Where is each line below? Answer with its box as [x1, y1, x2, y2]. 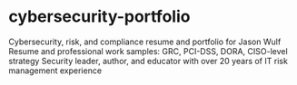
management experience [8, 65, 102, 76]
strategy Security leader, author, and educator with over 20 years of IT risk [8, 55, 288, 66]
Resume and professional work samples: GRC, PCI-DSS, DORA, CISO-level [8, 45, 288, 56]
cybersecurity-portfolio [8, 6, 191, 27]
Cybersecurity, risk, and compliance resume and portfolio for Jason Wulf [8, 36, 282, 47]
